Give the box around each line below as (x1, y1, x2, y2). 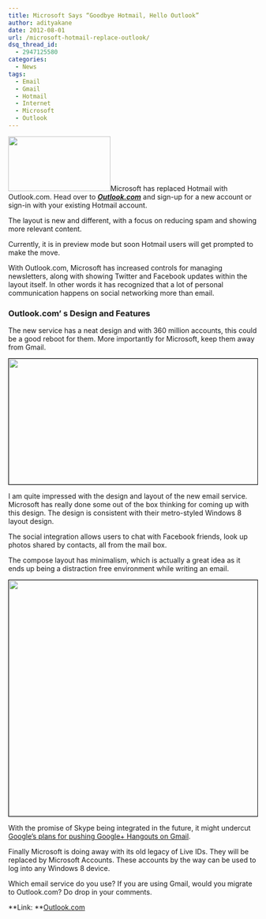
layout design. (8, 517, 54, 526)
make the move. (8, 248, 61, 257)
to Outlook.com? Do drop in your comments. (8, 887, 152, 897)
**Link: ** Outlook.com (8, 902, 85, 912)
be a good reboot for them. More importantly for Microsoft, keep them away (8, 334, 255, 344)
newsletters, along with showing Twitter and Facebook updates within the (8, 271, 248, 281)
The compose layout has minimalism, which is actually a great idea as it (8, 555, 241, 565)
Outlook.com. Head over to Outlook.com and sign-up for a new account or (8, 192, 253, 201)
